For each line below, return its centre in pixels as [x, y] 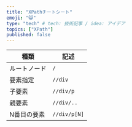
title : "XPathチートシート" [39, 12]
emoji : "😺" [21, 18]
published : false [29, 35]
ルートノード [28, 69]
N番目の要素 [27, 115]
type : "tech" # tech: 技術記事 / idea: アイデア [66, 23]
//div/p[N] [68, 114]
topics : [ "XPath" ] [30, 29]
